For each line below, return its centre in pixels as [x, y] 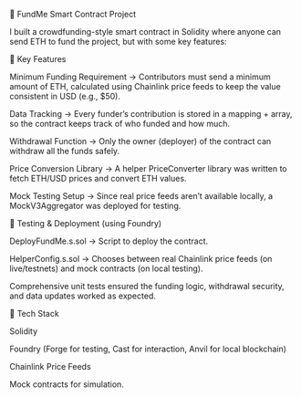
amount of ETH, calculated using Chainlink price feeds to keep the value [145, 86]
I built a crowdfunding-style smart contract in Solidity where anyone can [145, 31]
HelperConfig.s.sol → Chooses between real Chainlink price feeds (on [141, 259]
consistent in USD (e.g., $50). [65, 96]
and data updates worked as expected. [83, 296]
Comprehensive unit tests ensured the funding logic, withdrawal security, [147, 286]
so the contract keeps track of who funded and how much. [120, 124]
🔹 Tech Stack [34, 313]
